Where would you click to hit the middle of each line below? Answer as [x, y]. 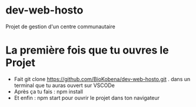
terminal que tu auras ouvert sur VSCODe [64, 85]
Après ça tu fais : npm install [49, 91]
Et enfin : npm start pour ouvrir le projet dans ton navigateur [87, 98]
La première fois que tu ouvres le [87, 50]
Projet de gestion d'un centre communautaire [60, 26]
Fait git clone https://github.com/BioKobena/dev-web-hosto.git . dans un [102, 79]
